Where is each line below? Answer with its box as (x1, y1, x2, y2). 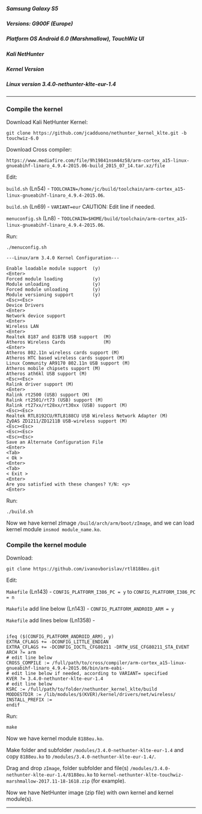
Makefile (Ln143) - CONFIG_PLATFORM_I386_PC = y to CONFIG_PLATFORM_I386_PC (6, 588, 196, 596)
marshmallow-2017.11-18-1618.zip (6, 779, 90, 785)
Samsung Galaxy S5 (6, 5, 58, 12)
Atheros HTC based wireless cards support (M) (6, 355, 125, 361)
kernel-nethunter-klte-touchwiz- (100, 772, 184, 779)
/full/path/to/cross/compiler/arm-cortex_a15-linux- (52, 660, 187, 666)
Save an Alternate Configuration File (6, 439, 103, 445)
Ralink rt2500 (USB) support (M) (6, 392, 90, 398)
